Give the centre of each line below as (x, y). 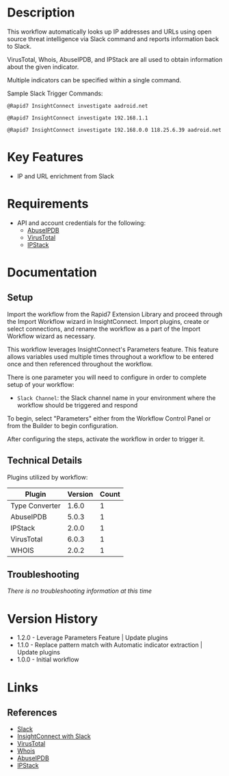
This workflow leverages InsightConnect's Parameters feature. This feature (113, 349)
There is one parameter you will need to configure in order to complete (107, 377)
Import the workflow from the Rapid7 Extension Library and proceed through (115, 314)
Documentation (52, 272)
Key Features (45, 157)
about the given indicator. (43, 67)
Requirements (48, 204)
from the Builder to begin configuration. (63, 425)
